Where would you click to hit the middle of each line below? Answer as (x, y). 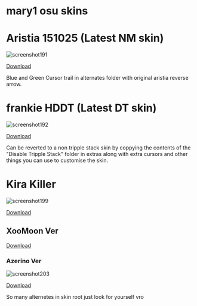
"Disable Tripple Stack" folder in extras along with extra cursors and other (97, 154)
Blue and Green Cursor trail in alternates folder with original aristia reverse (98, 78)
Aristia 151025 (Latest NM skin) (85, 38)
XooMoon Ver (32, 231)
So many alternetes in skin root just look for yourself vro (75, 297)
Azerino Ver (24, 261)
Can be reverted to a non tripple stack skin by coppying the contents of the (98, 148)
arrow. (14, 84)
